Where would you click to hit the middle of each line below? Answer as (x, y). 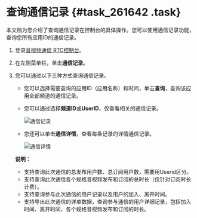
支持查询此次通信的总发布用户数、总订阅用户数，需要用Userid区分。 (108, 171)
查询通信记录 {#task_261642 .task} (94, 12)
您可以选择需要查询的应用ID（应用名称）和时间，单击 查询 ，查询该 (105, 88)
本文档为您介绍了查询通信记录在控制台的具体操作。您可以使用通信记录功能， (100, 30)
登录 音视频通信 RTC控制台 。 (50, 50)
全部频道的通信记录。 (55, 96)
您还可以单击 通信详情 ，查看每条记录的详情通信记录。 (89, 133)
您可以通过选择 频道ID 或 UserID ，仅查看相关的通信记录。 (93, 108)
